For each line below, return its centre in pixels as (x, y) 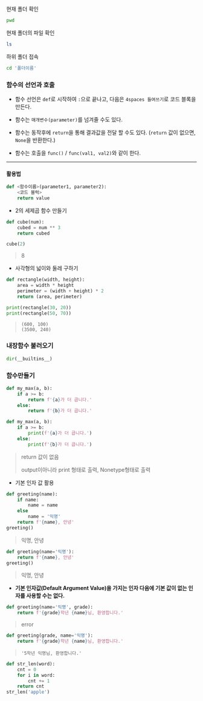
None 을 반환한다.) (35, 140)
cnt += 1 (39, 681)
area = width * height (46, 286)
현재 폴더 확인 (23, 9)
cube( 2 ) (16, 244)
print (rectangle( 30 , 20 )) (39, 307)
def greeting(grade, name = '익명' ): (50, 636)
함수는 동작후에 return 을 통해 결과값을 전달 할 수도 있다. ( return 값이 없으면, (105, 132)
